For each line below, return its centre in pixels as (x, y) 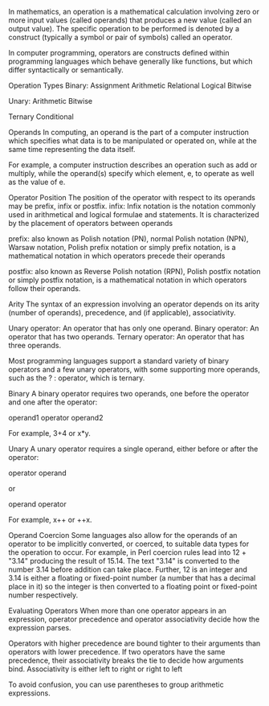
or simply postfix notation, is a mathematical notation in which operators (128, 280)
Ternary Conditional (41, 117)
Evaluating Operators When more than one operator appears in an (118, 611)
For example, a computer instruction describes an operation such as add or (133, 165)
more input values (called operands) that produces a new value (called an (130, 20)
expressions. (29, 693)
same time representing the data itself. (72, 149)
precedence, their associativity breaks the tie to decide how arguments (126, 660)
